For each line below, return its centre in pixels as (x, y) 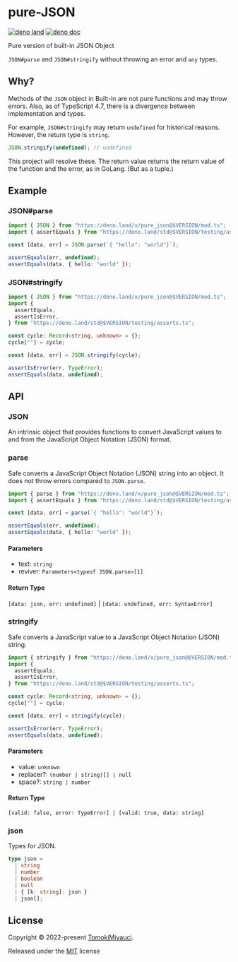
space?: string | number (54, 782)
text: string (35, 564)
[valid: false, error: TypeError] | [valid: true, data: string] (106, 813)
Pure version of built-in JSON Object (61, 45)
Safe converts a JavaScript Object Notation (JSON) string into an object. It (116, 473)
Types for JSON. (32, 846)
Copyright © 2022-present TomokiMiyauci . (71, 937)
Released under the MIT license (54, 951)
